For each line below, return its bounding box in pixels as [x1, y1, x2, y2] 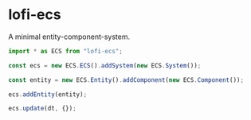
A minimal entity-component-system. [8, 32, 131, 41]
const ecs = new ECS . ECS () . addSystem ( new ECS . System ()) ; [8, 61, 202, 69]
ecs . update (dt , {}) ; [8, 105, 77, 113]
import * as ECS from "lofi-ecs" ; [8, 47, 124, 55]
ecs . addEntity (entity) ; [8, 90, 88, 99]
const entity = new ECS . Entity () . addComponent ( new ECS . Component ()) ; [8, 75, 245, 84]
